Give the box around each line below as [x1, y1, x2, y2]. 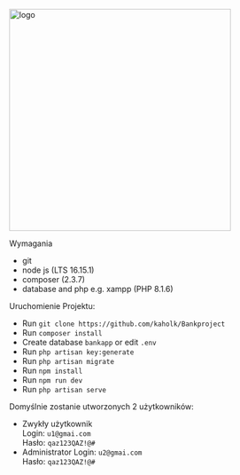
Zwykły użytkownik [21, 418, 93, 429]
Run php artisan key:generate [21, 346, 135, 357]
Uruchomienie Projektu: [9, 301, 96, 311]
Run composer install [21, 328, 103, 337]
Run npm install [21, 365, 83, 376]
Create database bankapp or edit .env [21, 337, 157, 347]
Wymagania [9, 238, 53, 249]
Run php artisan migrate [21, 356, 115, 366]
